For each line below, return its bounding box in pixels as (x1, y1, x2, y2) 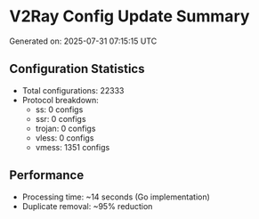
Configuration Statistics (9, 61, 145, 77)
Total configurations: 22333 (21, 85, 125, 95)
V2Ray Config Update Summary (9, 6, 250, 27)
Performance (9, 167, 85, 183)
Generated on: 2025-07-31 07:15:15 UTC (9, 36, 158, 46)
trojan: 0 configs (35, 123, 96, 134)
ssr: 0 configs (35, 113, 86, 124)
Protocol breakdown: (21, 94, 100, 105)
